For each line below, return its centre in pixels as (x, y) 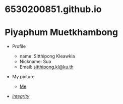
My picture (23, 77)
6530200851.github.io (53, 9)
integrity (21, 96)
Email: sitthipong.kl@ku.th (46, 67)
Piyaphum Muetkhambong (61, 33)
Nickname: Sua (35, 62)
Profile (19, 46)
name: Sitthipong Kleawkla (47, 56)
